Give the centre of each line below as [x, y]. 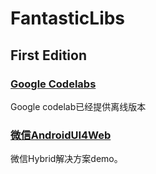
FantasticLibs [68, 18]
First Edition [49, 55]
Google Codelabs [53, 84]
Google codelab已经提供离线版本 [78, 106]
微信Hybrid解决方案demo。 [66, 159]
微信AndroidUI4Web [61, 135]
